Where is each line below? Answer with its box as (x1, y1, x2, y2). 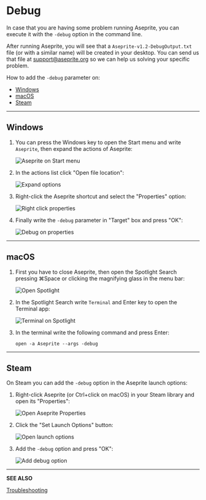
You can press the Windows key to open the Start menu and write (15, 139, 181, 146)
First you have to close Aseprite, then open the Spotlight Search (15, 268, 177, 275)
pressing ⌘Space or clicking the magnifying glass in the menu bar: (15, 274, 185, 282)
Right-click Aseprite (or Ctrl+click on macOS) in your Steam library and (15, 391, 195, 399)
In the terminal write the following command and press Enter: (15, 329, 170, 336)
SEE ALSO (6, 475, 32, 482)
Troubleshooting (6, 487, 48, 494)
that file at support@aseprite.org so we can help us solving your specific (6, 55, 190, 63)
